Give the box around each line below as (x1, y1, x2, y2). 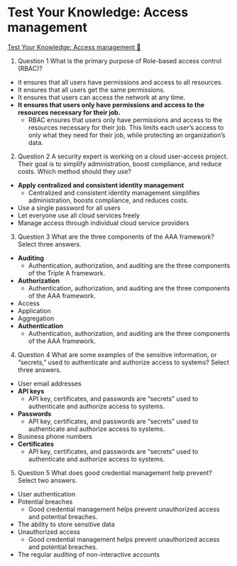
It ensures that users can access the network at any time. (17, 93, 186, 102)
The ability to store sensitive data (17, 520, 115, 528)
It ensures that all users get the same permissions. (17, 85, 165, 94)
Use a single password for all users (17, 203, 121, 212)
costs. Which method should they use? (17, 167, 132, 175)
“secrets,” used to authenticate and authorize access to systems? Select (17, 358, 229, 366)
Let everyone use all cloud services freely (17, 211, 140, 219)
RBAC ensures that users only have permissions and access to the (28, 115, 223, 124)
